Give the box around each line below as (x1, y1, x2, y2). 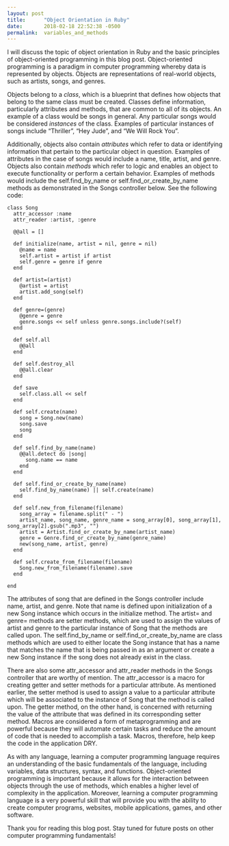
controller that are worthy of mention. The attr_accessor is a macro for (7, 674, 205, 682)
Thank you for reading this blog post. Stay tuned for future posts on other (7, 824, 214, 832)
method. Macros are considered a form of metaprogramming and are (7, 718, 202, 726)
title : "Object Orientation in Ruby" (7, 16, 130, 23)
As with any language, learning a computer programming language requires (7, 753, 220, 761)
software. (7, 811, 34, 819)
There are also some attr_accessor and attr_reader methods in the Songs (7, 666, 213, 674)
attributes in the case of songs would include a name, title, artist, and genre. (7, 155, 221, 163)
